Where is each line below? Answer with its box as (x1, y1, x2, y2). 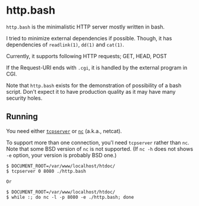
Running (6, 112, 39, 122)
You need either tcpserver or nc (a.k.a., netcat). (6, 127, 122, 134)
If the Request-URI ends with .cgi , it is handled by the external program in (6, 64, 188, 71)
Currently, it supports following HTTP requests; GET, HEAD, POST (6, 52, 168, 59)
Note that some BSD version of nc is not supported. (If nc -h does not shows (6, 145, 194, 152)
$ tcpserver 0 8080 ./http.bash (6, 168, 86, 174)
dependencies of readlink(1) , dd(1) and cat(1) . (6, 41, 125, 48)
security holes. (6, 94, 43, 102)
